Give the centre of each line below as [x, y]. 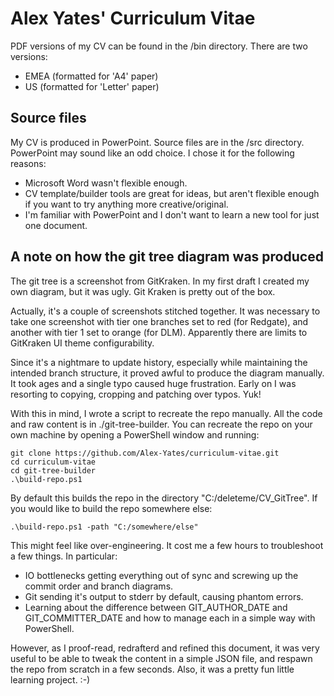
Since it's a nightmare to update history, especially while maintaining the [159, 362]
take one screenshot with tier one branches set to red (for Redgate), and [159, 321]
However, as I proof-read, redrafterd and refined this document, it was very [165, 648]
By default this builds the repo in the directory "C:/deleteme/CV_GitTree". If [164, 498]
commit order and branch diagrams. [99, 586]
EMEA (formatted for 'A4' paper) [91, 76]
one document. [56, 225]
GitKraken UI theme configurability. [82, 343]
